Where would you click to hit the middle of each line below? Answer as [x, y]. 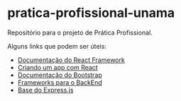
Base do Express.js [45, 90]
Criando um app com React [57, 67]
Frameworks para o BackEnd [60, 82]
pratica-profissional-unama [91, 13]
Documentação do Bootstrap [60, 75]
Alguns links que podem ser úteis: [57, 46]
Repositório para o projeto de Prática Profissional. [80, 32]
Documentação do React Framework [71, 60]
